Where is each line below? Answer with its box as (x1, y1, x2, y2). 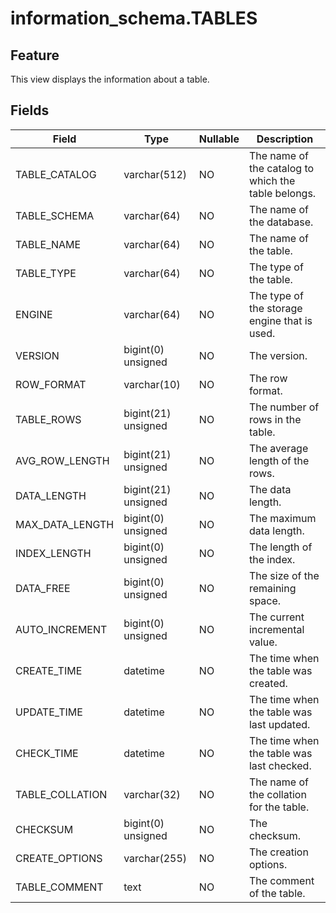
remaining (248, 581, 297, 595)
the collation (248, 787, 307, 801)
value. (248, 635, 278, 649)
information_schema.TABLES (10, 7, 258, 30)
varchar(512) (123, 167, 188, 181)
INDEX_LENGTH (15, 546, 92, 560)
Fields (10, 102, 50, 119)
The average (248, 441, 309, 455)
